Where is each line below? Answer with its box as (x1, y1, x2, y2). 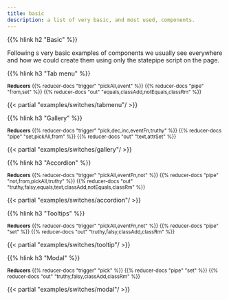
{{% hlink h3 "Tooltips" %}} (7, 209, 85, 217)
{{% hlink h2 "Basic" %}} (7, 35, 78, 43)
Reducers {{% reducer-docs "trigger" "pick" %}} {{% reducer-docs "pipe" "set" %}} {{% (7, 267, 219, 274)
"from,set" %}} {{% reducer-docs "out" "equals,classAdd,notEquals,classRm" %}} (7, 89, 201, 95)
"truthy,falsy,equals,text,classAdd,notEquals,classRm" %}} (7, 183, 146, 191)
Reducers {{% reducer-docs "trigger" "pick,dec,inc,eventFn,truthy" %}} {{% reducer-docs (7, 127, 222, 134)
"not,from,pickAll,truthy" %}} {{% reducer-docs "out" (7, 178, 133, 185)
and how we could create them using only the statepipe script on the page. (7, 56, 220, 64)
